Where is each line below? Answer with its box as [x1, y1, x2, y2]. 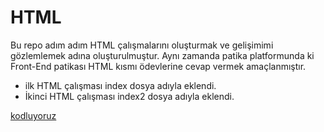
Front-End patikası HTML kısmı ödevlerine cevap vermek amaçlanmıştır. [10, 60, 307, 72]
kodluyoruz [10, 109, 57, 121]
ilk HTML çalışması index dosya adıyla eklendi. [24, 79, 217, 91]
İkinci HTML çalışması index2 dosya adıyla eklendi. [24, 90, 235, 102]
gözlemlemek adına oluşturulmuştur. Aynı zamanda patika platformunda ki [10, 49, 315, 61]
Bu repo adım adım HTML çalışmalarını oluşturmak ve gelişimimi [10, 39, 274, 51]
